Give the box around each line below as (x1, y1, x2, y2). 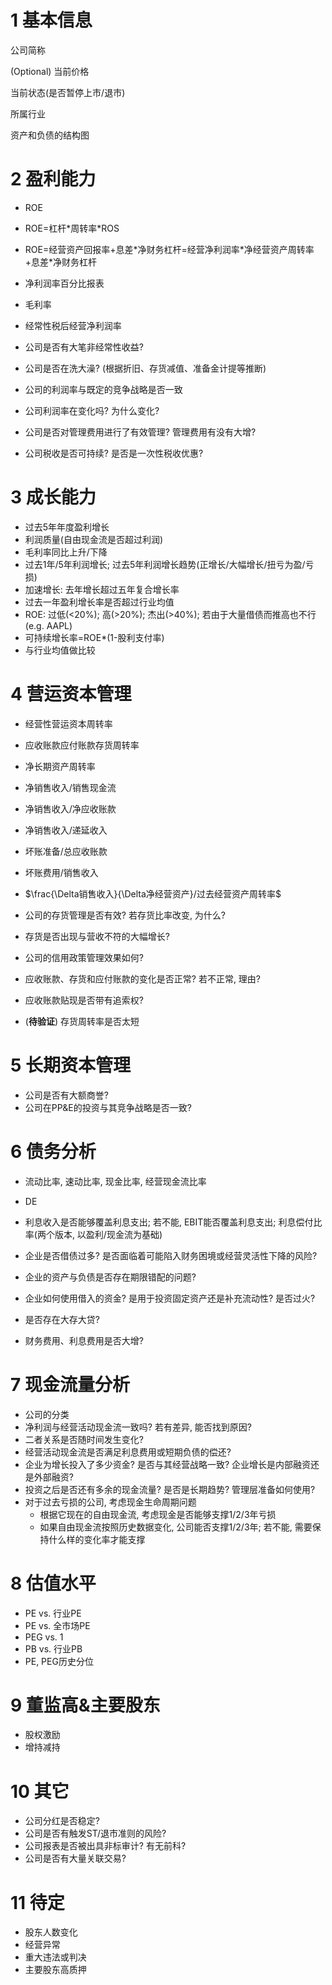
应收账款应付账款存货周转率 (24, 739, 140, 751)
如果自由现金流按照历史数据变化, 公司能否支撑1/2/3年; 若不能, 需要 (39, 1521, 313, 1533)
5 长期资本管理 (10, 1054, 132, 1076)
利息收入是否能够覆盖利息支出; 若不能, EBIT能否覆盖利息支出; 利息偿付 (24, 1216, 314, 1228)
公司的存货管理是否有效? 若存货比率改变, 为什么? (24, 909, 227, 921)
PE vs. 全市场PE (24, 1619, 91, 1631)
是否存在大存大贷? (24, 1313, 100, 1325)
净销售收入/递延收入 (24, 824, 108, 836)
